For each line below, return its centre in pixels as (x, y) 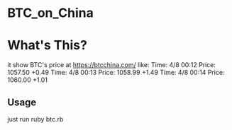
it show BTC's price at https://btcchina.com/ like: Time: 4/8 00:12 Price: (112, 65)
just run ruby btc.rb (35, 119)
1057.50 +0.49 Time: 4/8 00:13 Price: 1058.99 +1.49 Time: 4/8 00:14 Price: (116, 73)
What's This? (47, 46)
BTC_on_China (50, 13)
